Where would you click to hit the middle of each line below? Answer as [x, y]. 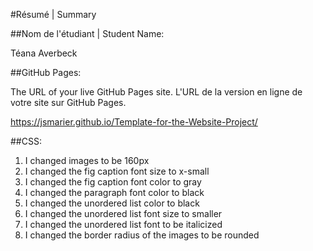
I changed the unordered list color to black [112, 203]
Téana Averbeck [44, 53]
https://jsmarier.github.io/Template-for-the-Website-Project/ [134, 122]
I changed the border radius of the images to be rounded [142, 235]
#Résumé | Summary [53, 14]
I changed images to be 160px [87, 160]
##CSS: [26, 141]
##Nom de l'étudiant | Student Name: [87, 33]
